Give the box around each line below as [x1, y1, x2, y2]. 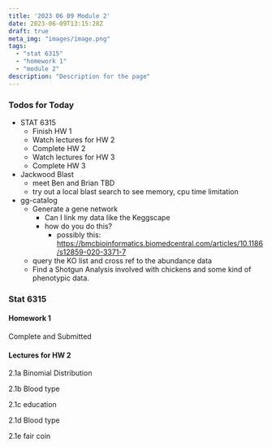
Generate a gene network [32, 204, 119, 214]
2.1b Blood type [8, 384, 60, 394]
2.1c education [8, 400, 57, 410]
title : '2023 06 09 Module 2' [8, 11, 111, 20]
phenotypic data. [32, 273, 89, 283]
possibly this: [56, 229, 101, 240]
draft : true [8, 27, 49, 35]
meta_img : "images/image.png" [8, 34, 111, 43]
